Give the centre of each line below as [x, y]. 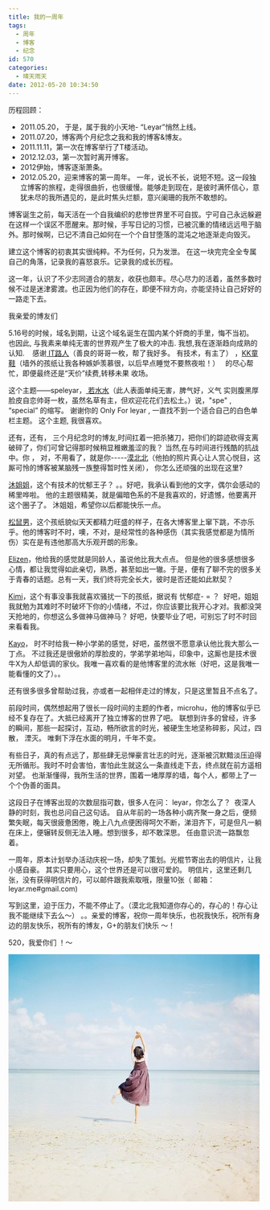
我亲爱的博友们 [33, 316]
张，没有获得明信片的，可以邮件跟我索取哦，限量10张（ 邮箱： [112, 880]
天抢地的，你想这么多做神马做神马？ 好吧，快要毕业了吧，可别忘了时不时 [129, 616]
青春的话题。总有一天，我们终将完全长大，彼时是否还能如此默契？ [124, 579]
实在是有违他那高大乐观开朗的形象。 [82, 542]
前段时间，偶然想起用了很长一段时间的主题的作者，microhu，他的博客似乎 [131, 708]
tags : [17, 25]
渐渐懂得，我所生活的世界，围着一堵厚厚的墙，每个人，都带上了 [144, 775]
